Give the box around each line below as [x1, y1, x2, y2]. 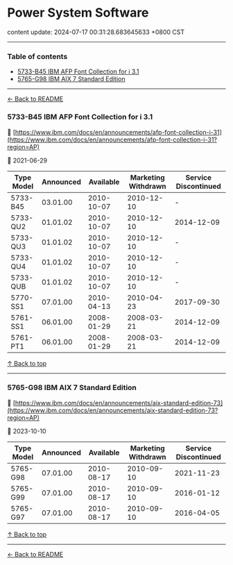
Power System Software [7, 5, 149, 21]
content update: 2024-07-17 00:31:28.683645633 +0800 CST [7, 28, 185, 36]
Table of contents [7, 51, 68, 61]
